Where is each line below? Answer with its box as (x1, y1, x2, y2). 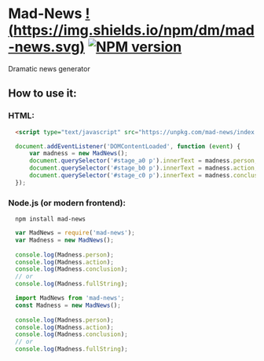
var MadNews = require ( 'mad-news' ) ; (15, 229, 135, 237)
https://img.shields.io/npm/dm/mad (13, 21, 255, 39)
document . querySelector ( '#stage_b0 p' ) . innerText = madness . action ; (28, 164, 258, 173)
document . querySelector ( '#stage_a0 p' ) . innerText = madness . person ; (28, 157, 258, 165)
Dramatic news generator (8, 64, 90, 73)
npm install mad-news (15, 215, 86, 224)
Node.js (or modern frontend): (8, 197, 126, 208)
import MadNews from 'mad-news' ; (15, 294, 125, 302)
